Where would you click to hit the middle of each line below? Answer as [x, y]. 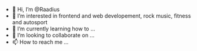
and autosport [29, 22]
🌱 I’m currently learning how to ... [54, 29]
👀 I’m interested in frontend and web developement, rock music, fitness [102, 16]
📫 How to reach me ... [40, 42]
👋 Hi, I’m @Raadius [36, 9]
